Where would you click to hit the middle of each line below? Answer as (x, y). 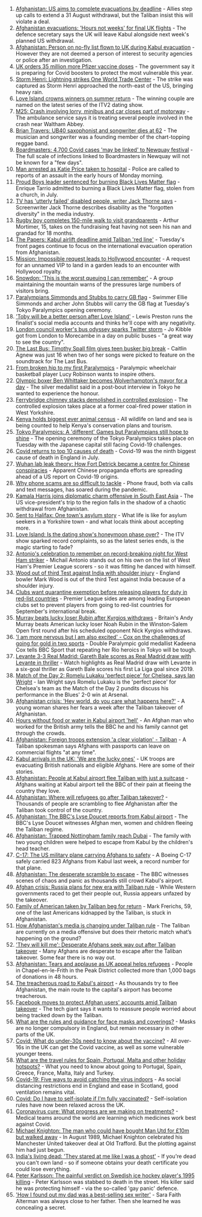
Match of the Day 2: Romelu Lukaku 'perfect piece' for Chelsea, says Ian (105, 675)
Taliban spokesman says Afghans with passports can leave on (93, 746)
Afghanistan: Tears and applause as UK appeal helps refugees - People (104, 964)
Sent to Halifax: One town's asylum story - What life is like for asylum (101, 515)
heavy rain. (29, 92)
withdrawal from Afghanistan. (52, 509)
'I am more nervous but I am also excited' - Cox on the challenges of (100, 637)
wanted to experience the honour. (57, 393)
